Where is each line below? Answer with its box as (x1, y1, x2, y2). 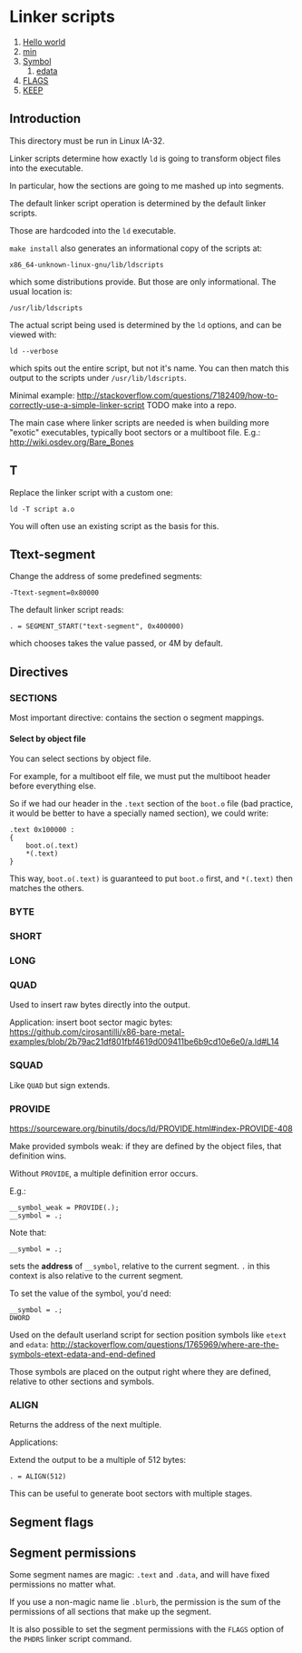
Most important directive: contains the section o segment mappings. (9, 712, 265, 724)
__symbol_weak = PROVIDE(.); (9, 1203, 120, 1212)
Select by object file (9, 733, 86, 744)
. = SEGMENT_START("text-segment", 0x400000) (9, 622, 184, 631)
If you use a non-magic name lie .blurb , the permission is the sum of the (9, 1597, 281, 1608)
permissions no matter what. (9, 1579, 116, 1590)
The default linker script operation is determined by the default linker (9, 197, 267, 208)
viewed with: (9, 329, 57, 340)
